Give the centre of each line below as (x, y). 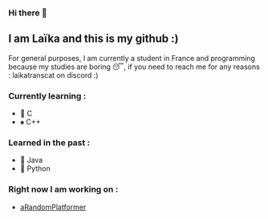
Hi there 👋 (28, 13)
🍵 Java (31, 160)
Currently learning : (47, 95)
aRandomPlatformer (53, 207)
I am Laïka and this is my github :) (93, 39)
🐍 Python (35, 168)
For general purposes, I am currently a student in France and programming (132, 58)
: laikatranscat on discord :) (53, 75)
